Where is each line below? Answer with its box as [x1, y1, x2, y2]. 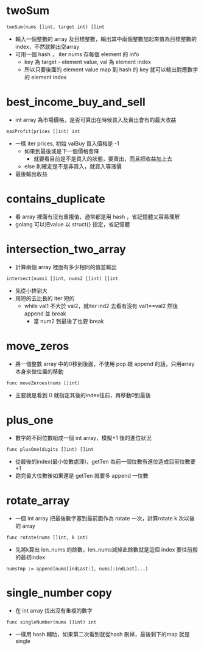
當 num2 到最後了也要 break [33, 317, 105, 325]
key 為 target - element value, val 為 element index [24, 58, 151, 65]
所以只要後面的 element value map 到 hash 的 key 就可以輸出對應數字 [24, 65, 199, 73]
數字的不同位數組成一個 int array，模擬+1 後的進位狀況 [15, 434, 152, 441]
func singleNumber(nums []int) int [6, 619, 97, 625]
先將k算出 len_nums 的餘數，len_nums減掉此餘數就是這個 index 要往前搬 [15, 545, 198, 553]
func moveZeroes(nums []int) [6, 379, 80, 386]
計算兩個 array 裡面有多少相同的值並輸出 [15, 263, 117, 270]
